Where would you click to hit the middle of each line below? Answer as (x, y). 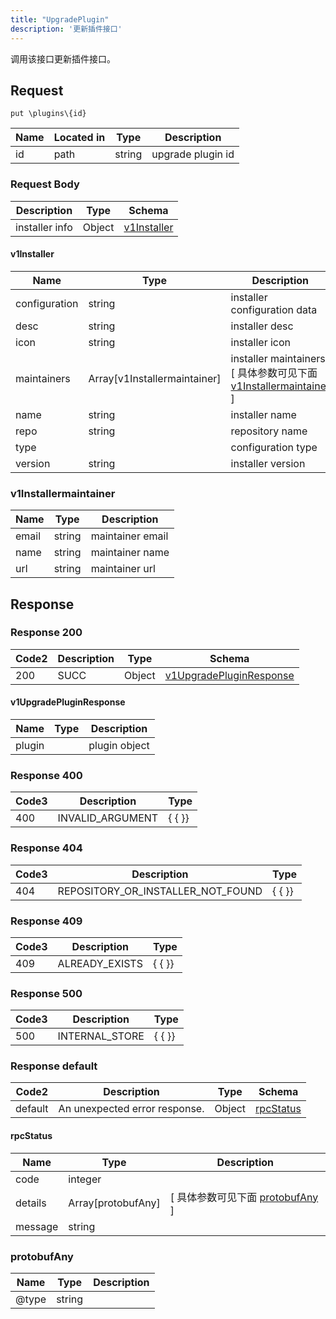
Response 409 (46, 921)
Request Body (45, 184)
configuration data (274, 309)
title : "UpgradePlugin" (60, 19)
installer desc (262, 326)
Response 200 (46, 633)
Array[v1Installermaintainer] (155, 378)
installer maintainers (278, 358)
